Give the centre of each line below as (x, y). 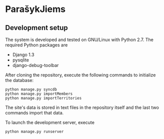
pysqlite (21, 60)
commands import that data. (34, 113)
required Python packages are (36, 45)
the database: (20, 80)
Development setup (37, 28)
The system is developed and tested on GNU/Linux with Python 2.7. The (79, 39)
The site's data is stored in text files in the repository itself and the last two (82, 107)
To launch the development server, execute (50, 122)
